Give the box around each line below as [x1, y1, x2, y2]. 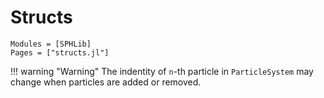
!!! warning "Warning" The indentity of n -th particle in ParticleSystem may [10, 65, 314, 77]
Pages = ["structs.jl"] [10, 47, 110, 58]
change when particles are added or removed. [10, 76, 202, 88]
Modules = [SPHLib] [10, 39, 92, 49]
